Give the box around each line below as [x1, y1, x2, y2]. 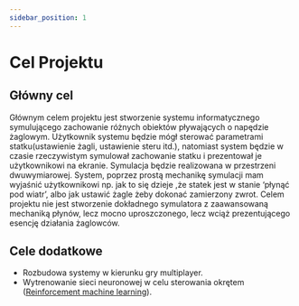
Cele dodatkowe [9, 244, 103, 259]
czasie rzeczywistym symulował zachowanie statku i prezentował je [9, 150, 262, 161]
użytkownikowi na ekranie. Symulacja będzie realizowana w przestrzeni [9, 160, 276, 171]
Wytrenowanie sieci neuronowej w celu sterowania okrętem [22, 277, 245, 288]
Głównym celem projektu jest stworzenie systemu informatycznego [9, 112, 260, 123]
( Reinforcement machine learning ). [22, 286, 152, 298]
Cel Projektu [9, 51, 104, 72]
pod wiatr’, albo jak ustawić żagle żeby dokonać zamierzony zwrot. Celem [9, 189, 285, 199]
